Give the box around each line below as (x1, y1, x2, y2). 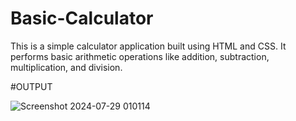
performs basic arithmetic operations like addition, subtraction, (10, 50, 270, 62)
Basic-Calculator (10, 7, 154, 30)
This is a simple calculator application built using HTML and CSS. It (10, 40, 287, 52)
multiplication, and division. (10, 61, 123, 73)
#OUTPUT (10, 80, 53, 92)
